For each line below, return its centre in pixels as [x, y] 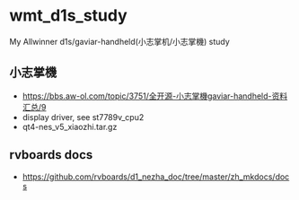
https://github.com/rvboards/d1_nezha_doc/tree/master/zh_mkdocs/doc [156, 177]
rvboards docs [51, 155]
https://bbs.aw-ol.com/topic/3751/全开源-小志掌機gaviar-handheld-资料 [155, 96]
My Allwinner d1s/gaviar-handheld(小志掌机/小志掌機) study [120, 41]
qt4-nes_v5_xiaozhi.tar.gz [70, 126]
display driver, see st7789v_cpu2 [83, 117]
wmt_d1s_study [68, 16]
